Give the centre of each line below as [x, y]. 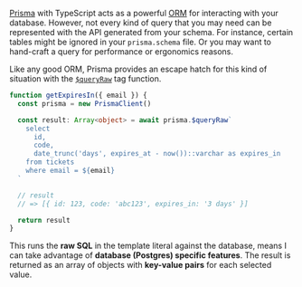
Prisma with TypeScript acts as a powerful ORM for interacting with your [144, 13]
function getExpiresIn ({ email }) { [78, 95]
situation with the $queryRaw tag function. [85, 79]
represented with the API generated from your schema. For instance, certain [151, 32]
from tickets [50, 162]
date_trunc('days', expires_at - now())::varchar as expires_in [157, 154]
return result [44, 220]
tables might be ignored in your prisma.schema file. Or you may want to [141, 42]
